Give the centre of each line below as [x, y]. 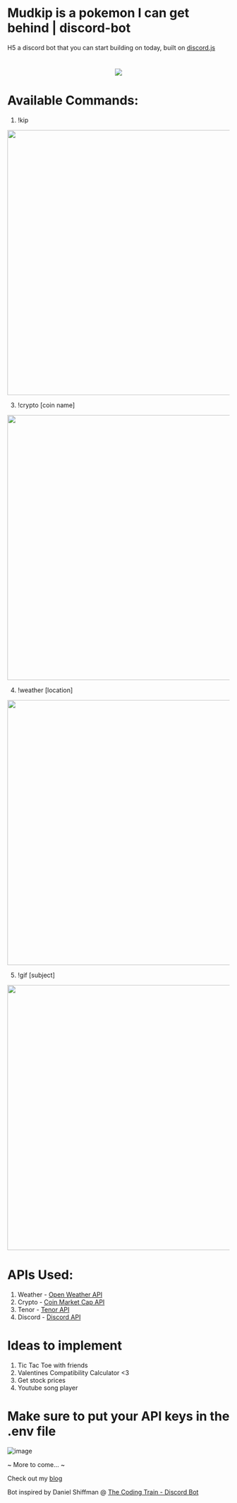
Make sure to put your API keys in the [119, 1416]
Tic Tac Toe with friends [53, 1365]
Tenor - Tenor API [43, 1310]
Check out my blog [35, 1478]
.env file [32, 1431]
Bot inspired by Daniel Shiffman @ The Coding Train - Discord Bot [103, 1492]
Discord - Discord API [49, 1317]
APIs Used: [41, 1275]
